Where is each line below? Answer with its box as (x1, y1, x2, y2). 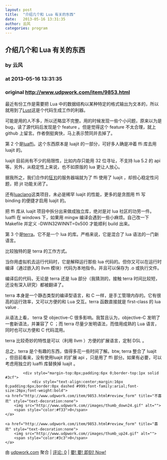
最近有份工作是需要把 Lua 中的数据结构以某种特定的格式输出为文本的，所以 (5, 101, 159, 107)
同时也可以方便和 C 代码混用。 (5, 327, 68, 333)
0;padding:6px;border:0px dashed (5, 384, 75, 389)
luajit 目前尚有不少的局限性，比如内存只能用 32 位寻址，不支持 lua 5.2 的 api (5, 158, 161, 164)
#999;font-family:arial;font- (76, 384, 139, 389)
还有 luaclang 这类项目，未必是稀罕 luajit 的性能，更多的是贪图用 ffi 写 (5, 191, 146, 197)
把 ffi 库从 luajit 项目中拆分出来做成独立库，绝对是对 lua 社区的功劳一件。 (5, 208, 155, 214)
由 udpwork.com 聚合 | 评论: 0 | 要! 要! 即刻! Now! (5, 449, 106, 455)
